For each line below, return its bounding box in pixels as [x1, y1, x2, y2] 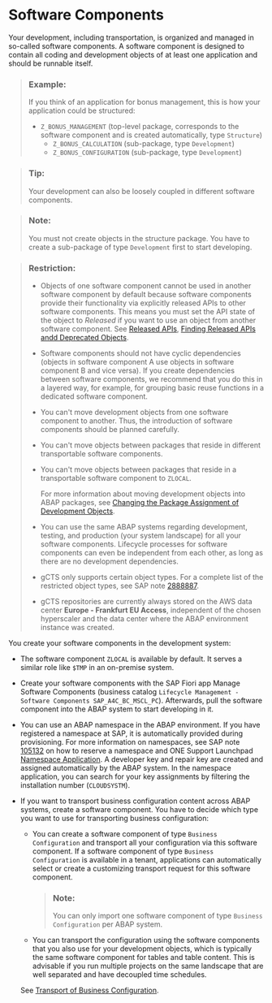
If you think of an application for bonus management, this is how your [28, 97, 261, 107]
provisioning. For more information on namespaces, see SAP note [19, 737, 240, 747]
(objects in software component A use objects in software [40, 357, 235, 367]
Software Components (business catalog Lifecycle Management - [19, 687, 240, 697]
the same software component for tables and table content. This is [32, 953, 256, 962]
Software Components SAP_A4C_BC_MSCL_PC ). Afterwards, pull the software [19, 696, 262, 706]
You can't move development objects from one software [40, 408, 229, 417]
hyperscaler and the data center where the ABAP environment [40, 614, 249, 624]
